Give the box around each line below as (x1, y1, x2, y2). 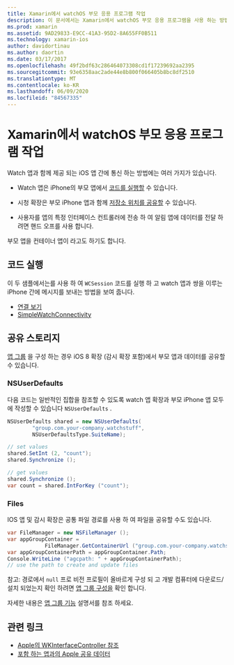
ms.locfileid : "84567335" (7, 95, 82, 102)
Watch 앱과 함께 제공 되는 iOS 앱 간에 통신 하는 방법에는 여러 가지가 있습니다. (7, 168, 217, 177)
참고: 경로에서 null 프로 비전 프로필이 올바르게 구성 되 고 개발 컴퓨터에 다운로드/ (7, 575, 224, 583)
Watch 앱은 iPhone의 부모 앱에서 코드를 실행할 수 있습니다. (17, 183, 178, 192)
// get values (7, 469, 49, 477)
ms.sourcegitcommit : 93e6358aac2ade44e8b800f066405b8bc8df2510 (7, 68, 195, 75)
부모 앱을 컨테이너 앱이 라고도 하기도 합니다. (7, 237, 127, 245)
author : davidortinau (7, 43, 70, 50)
